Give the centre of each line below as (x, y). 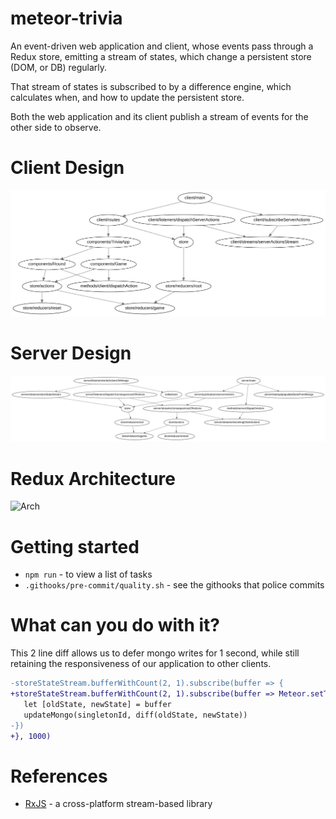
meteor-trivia (66, 18)
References (59, 776)
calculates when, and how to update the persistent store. (127, 97)
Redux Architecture (93, 478)
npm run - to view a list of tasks (88, 574)
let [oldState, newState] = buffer (97, 704)
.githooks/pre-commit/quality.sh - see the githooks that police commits (174, 585)
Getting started (75, 546)
